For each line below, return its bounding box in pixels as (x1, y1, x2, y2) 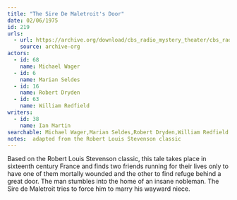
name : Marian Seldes (20, 76, 80, 83)
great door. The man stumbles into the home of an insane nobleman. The (7, 177, 219, 186)
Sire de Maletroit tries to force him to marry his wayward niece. (7, 184, 190, 193)
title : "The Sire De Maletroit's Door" (7, 10, 125, 18)
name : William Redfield (20, 102, 90, 110)
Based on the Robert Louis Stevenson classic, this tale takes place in (7, 155, 207, 163)
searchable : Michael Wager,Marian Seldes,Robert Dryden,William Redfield (7, 129, 229, 136)
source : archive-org (20, 43, 80, 50)
